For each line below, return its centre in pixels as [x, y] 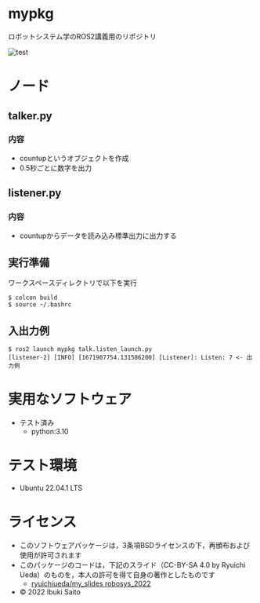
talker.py [30, 116]
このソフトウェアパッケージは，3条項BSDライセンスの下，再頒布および [135, 545]
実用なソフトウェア [70, 399]
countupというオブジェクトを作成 [74, 158]
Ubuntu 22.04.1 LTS [51, 488]
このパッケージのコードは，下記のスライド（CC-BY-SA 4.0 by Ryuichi [132, 565]
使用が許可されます [51, 555]
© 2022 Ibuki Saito [50, 592]
